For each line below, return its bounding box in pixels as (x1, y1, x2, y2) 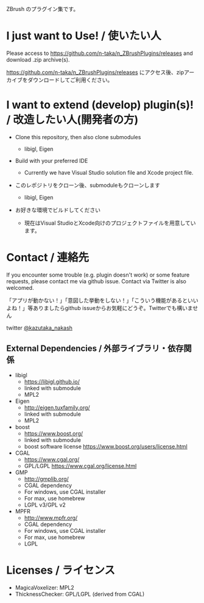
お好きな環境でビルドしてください (15, 206, 100, 214)
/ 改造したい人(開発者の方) (6, 113, 139, 127)
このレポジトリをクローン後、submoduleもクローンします (15, 181, 160, 189)
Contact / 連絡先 (6, 251, 90, 264)
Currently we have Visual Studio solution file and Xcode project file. (24, 168, 194, 176)
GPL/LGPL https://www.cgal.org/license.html (24, 462, 137, 469)
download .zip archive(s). (6, 56, 70, 63)
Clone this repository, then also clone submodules (15, 133, 141, 140)
